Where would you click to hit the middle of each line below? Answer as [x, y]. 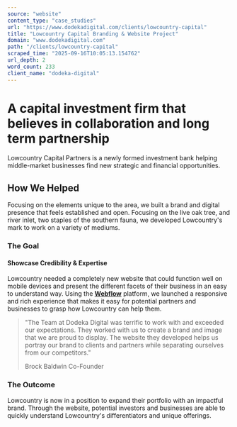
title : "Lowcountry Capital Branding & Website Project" [93, 34]
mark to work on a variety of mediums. [64, 228]
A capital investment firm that [97, 108]
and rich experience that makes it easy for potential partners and [102, 301]
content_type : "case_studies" [52, 21]
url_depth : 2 [27, 60]
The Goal [23, 246]
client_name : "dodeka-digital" [53, 73]
